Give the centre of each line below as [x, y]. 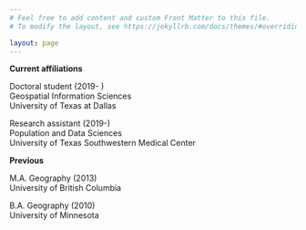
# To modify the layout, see [65, 26]
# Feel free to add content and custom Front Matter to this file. [140, 18]
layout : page [34, 43]
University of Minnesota [55, 215]
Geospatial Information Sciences [71, 96]
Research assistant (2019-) [60, 123]
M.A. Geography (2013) [53, 178]
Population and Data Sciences [66, 133]
